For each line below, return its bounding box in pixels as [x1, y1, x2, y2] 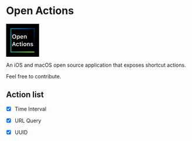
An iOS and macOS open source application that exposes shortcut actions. [6, 61, 186, 68]
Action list [6, 90, 44, 100]
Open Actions [6, 4, 74, 18]
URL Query [14, 117, 42, 124]
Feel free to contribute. [6, 73, 61, 80]
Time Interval [14, 105, 47, 112]
